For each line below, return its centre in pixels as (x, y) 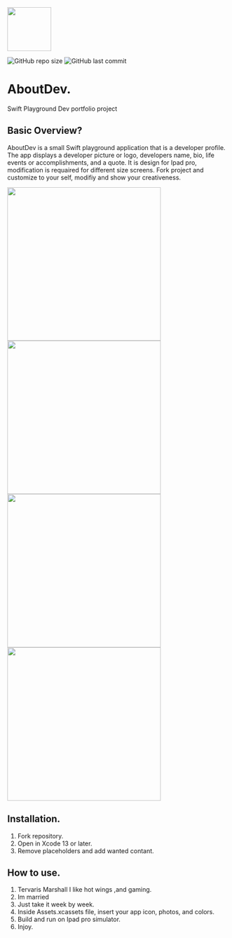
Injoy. (25, 927)
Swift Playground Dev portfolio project (62, 109)
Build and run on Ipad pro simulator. (69, 919)
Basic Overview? (45, 131)
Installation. (34, 819)
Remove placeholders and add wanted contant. (86, 850)
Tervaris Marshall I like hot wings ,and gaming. (84, 890)
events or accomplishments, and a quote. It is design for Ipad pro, (102, 162)
